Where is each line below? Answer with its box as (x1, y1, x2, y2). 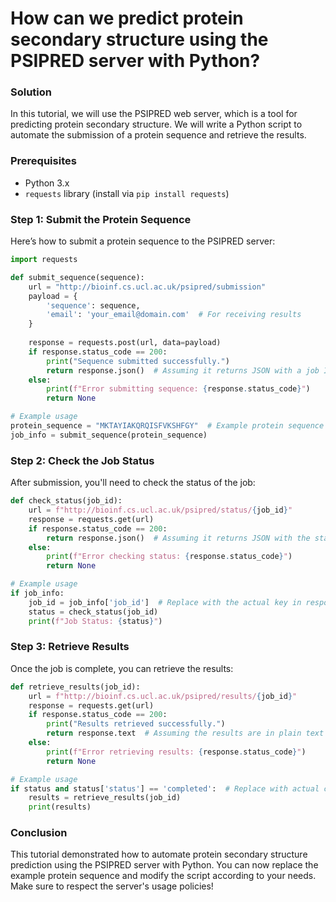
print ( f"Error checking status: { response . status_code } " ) (46, 552, 293, 562)
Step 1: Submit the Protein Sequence (10, 212, 192, 226)
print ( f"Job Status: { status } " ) (28, 616, 163, 626)
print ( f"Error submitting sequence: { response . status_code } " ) (46, 384, 311, 394)
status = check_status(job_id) (28, 607, 159, 617)
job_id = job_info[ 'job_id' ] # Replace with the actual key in (28, 597, 302, 607)
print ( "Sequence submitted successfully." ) (46, 356, 230, 366)
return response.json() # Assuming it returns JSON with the (46, 533, 311, 543)
